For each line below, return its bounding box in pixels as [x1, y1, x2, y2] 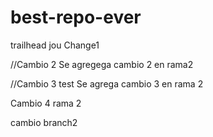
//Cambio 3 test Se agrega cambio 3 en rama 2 [10, 77, 204, 90]
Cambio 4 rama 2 [10, 97, 82, 109]
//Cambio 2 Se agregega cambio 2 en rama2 [10, 58, 194, 70]
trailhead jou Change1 [10, 39, 100, 51]
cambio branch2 [10, 116, 78, 128]
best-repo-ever [10, 6, 142, 29]
